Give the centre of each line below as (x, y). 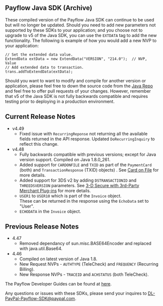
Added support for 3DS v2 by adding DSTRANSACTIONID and (78, 180)
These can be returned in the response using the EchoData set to (84, 201)
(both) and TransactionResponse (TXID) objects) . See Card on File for (89, 170)
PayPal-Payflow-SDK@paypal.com (40, 299)
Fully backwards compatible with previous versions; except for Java (88, 154)
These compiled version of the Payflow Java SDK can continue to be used (80, 19)
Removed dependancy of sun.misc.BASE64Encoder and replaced (85, 244)
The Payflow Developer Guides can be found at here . (59, 284)
